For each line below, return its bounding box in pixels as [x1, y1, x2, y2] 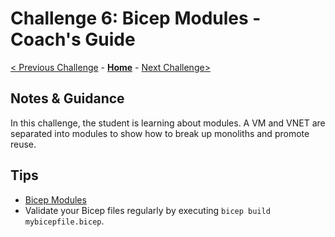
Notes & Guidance [10, 90, 125, 107]
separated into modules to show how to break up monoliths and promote [10, 127, 310, 139]
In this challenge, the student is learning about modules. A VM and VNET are [10, 117, 326, 129]
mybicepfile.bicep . [24, 215, 105, 227]
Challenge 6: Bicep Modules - [10, 7, 262, 30]
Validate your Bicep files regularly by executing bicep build [24, 204, 271, 216]
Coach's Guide [10, 28, 136, 51]
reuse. [10, 138, 37, 150]
